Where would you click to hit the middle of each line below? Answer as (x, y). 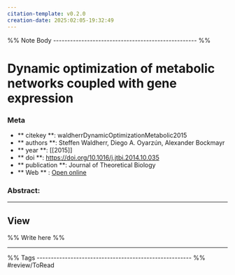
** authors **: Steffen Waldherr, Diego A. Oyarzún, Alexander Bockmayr (121, 142)
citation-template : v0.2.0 (47, 14)
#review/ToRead (31, 265)
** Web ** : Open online (52, 172)
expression (40, 98)
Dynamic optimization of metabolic (111, 68)
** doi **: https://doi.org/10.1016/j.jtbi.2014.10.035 (88, 157)
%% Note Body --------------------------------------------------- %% (109, 40)
